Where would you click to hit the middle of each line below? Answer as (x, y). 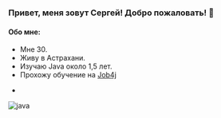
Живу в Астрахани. (53, 58)
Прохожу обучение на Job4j (68, 75)
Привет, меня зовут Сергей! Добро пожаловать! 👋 (111, 13)
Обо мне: (25, 32)
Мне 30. (34, 49)
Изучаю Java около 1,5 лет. (66, 66)
